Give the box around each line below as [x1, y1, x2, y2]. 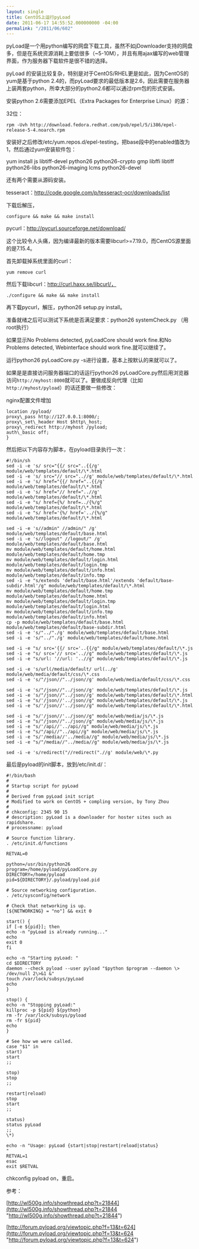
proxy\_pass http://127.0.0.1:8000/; [6, 414, 100, 420]
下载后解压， [6, 202, 38, 209]
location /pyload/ [6, 409, 52, 415]
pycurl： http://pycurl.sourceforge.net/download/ [6, 225, 126, 232]
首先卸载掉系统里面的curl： [6, 257, 73, 265]
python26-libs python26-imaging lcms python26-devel [6, 164, 142, 172]
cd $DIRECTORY [6, 960, 42, 967]
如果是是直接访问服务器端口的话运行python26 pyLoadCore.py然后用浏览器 [6, 369, 189, 376]
